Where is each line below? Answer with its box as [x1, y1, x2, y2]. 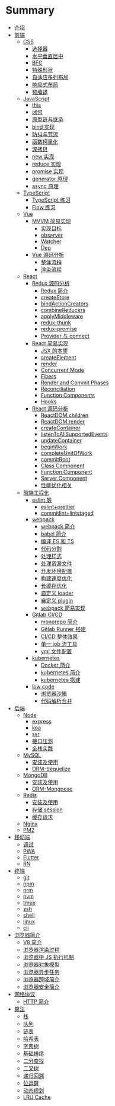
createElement [40, 353, 76, 361]
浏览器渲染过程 [23, 946, 60, 953]
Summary [5, 4, 55, 17]
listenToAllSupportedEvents [40, 431, 108, 438]
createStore [40, 294, 70, 301]
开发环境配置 [40, 567, 72, 574]
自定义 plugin [40, 597, 74, 604]
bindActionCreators [40, 300, 89, 307]
